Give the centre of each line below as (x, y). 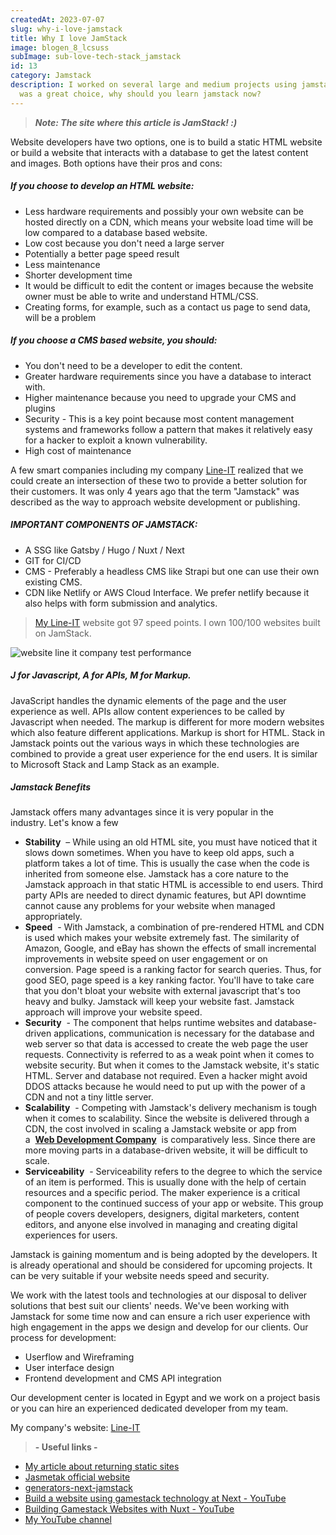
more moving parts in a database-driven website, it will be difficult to (166, 1150)
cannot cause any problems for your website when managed (150, 906)
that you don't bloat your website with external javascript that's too (162, 991)
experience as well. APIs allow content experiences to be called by (147, 711)
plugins (40, 408)
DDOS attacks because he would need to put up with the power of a (165, 1087)
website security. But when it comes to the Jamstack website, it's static (172, 1065)
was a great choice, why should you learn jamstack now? (140, 94)
